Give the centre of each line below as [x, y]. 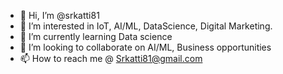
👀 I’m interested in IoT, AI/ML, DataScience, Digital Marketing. [146, 26]
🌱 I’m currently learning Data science [96, 36]
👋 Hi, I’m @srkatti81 [59, 15]
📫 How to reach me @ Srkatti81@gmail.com [111, 58]
